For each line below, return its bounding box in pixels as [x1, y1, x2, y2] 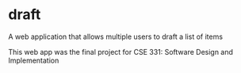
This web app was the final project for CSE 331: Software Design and [8, 47, 234, 56]
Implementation [8, 56, 59, 65]
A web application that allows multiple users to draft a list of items [8, 32, 224, 41]
